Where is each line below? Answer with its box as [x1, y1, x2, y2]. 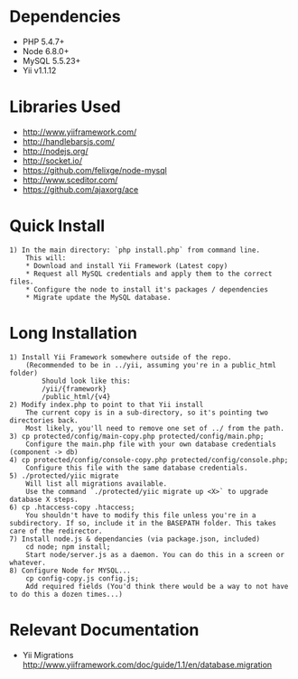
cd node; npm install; [25, 542, 111, 552]
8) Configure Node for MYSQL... [9, 566, 131, 575]
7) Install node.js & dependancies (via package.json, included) [9, 535, 260, 544]
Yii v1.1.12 [22, 65, 57, 76]
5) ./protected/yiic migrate [9, 471, 119, 480]
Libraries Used [9, 97, 121, 117]
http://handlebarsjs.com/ [22, 135, 116, 146]
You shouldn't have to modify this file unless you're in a [25, 510, 256, 520]
